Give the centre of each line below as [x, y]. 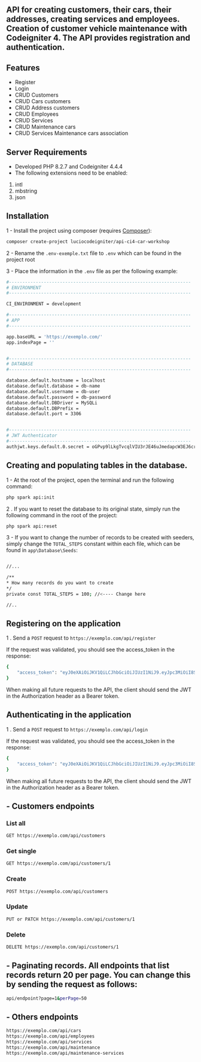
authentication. [36, 47]
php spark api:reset [32, 526]
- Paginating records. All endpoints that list [88, 966]
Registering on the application [63, 624]
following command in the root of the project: [62, 515]
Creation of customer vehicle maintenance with [97, 28]
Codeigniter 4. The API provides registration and [98, 38]
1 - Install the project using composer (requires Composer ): [79, 230]
